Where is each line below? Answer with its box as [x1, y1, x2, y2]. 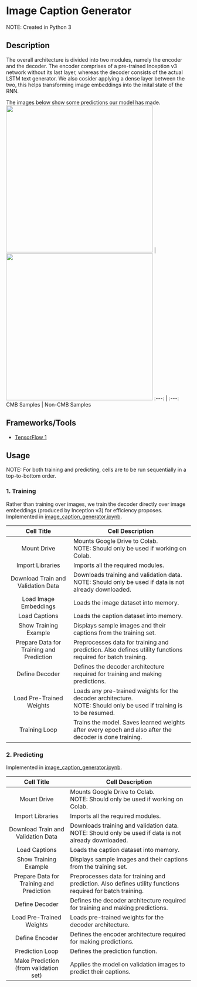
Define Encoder [15, 934, 59, 942]
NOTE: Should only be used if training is [73, 701, 183, 709]
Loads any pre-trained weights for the [73, 686, 179, 694]
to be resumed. [73, 709, 116, 717]
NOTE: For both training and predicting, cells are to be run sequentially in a [6, 466, 186, 474]
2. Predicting [6, 750, 44, 758]
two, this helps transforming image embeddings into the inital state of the [6, 81, 183, 88]
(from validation [15, 963, 59, 972]
